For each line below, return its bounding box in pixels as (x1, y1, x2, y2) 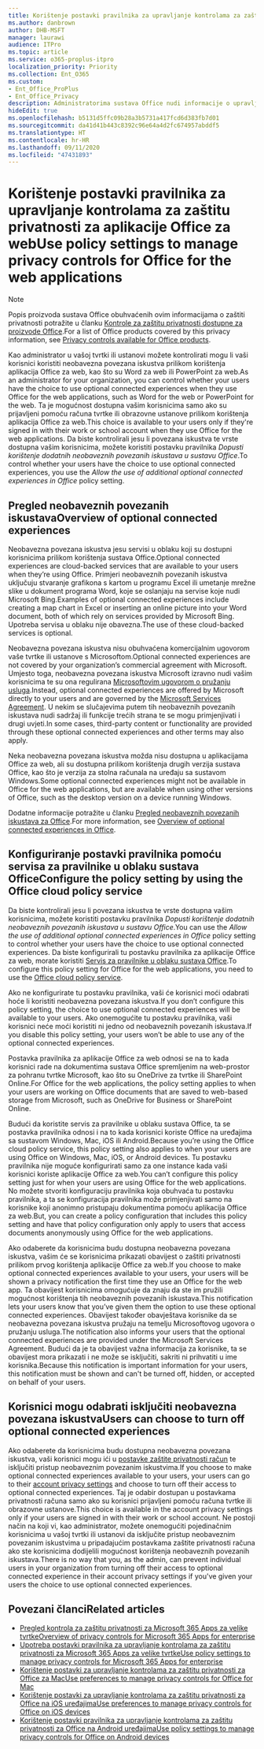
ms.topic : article (8, 48, 68, 56)
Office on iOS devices (19, 1707, 90, 1717)
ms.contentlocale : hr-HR (8, 136, 90, 144)
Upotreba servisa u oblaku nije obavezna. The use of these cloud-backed (8, 620, 244, 629)
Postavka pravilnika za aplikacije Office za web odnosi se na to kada (8, 1054, 229, 1063)
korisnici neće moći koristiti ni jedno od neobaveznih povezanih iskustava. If (8, 1021, 252, 1031)
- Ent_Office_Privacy (8, 92, 79, 100)
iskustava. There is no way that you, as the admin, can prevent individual (8, 1554, 241, 1564)
